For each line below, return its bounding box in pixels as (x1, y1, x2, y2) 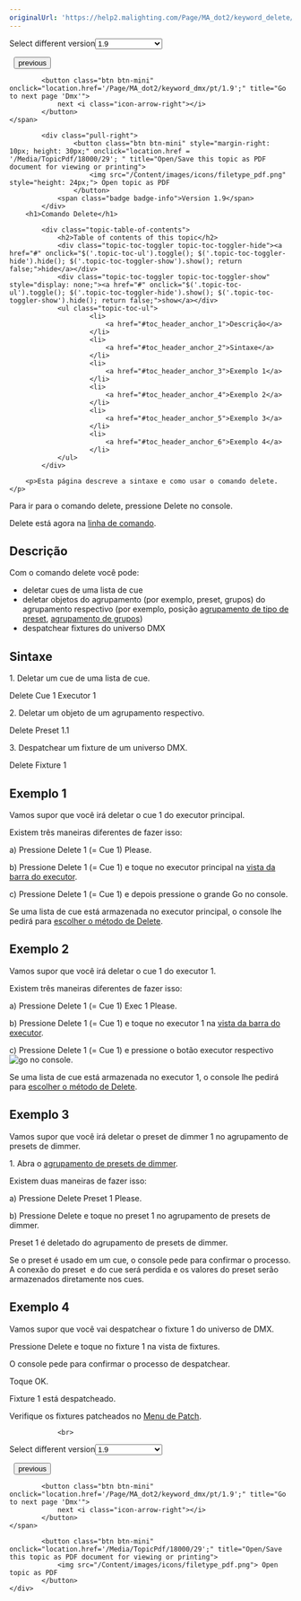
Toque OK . (9, 1376, 49, 1386)
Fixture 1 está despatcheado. (9, 1393, 116, 1403)
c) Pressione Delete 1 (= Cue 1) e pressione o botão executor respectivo (9, 1044, 274, 1055)
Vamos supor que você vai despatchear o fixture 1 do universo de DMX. (9, 1324, 275, 1334)
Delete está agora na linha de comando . (9, 517, 157, 528)
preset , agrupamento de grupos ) (21, 613, 143, 624)
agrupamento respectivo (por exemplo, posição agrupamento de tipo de (21, 603, 289, 615)
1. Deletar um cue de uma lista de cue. (9, 673, 150, 683)
